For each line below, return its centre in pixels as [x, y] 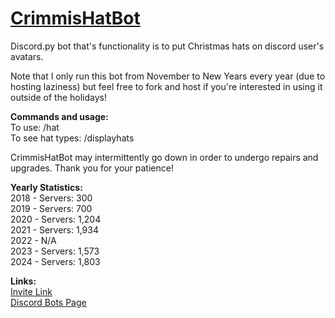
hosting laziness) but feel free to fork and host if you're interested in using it [166, 86]
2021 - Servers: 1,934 [54, 229]
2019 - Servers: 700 [51, 208]
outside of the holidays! [59, 97]
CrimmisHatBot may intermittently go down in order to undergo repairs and [164, 157]
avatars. [27, 56]
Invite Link [31, 291]
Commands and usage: [59, 116]
